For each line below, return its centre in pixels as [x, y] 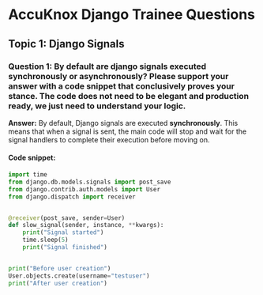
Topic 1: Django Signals [66, 44]
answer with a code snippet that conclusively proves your [122, 86]
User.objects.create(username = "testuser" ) [79, 276]
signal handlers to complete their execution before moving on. [109, 139]
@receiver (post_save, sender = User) [67, 218]
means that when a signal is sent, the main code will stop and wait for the [128, 131]
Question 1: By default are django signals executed [107, 66]
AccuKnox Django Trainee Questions [131, 15]
